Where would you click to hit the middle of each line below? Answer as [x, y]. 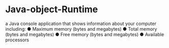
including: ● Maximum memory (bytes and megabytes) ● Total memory [81, 29]
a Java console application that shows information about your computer [81, 23]
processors [17, 40]
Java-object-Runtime [52, 9]
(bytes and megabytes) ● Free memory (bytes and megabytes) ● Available [85, 34]
